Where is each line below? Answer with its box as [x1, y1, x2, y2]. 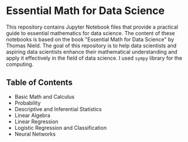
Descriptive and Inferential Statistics [14, 105, 102, 112]
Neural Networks [14, 130, 56, 137]
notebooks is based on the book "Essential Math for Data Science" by [6, 36, 175, 43]
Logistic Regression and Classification [14, 124, 107, 131]
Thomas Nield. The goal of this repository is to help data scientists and [6, 42, 177, 49]
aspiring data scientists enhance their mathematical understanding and [6, 48, 177, 55]
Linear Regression [14, 118, 59, 125]
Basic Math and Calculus [14, 93, 75, 100]
